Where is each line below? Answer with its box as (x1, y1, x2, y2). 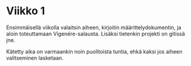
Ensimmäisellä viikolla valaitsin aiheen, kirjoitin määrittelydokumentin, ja (6, 24, 181, 31)
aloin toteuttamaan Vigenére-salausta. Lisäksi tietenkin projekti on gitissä (6, 30, 186, 37)
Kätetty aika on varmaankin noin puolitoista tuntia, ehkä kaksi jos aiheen (6, 48, 183, 55)
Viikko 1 (6, 4, 45, 18)
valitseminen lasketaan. (6, 54, 64, 61)
